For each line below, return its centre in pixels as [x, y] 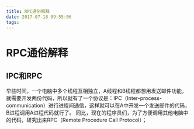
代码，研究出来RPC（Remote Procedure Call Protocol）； [79, 120]
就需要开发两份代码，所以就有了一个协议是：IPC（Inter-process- [84, 98]
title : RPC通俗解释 [28, 11]
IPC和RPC [24, 76]
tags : [13, 22]
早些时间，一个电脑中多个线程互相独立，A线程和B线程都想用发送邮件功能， [96, 91]
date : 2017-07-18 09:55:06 [39, 17]
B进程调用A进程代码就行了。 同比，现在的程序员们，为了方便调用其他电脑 [95, 113]
